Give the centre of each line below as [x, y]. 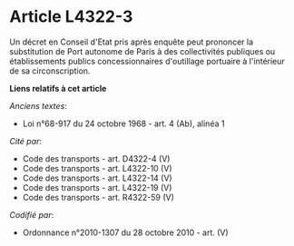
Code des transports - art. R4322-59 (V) [98, 197]
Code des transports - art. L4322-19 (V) [97, 187]
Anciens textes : [39, 105]
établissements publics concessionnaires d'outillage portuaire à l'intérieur [147, 61]
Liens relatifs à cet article [58, 88]
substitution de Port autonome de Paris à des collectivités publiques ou [142, 51]
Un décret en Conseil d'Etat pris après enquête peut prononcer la [132, 42]
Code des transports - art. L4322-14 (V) [97, 178]
